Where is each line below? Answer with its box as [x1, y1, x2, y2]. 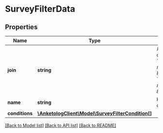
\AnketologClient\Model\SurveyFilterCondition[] [37, 110, 152, 116]
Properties [5, 23, 38, 31]
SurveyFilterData [5, 3, 75, 15]
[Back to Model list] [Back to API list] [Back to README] [5, 123, 116, 128]
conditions [7, 110, 33, 116]
